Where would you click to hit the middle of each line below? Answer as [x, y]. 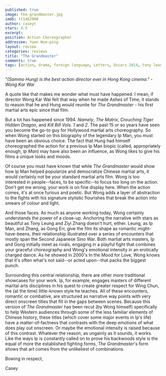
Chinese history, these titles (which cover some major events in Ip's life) [78, 317]
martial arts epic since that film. [37, 110]
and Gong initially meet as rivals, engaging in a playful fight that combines [80, 244]
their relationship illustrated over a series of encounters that [93, 234]
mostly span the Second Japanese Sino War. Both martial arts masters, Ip [80, 239]
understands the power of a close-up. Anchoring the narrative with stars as [82, 218]
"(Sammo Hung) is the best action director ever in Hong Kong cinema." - [79, 79]
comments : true [21, 61]
